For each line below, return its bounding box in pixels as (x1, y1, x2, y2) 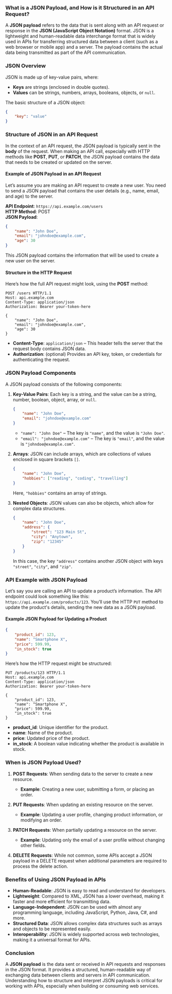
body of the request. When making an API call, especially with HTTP (5, 148, 150, 154)
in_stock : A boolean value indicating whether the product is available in (12, 741, 164, 747)
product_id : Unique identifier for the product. (12, 724, 109, 731)
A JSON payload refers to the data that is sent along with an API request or (5, 22, 164, 28)
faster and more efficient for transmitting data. (12, 898, 111, 905)
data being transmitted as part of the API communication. (5, 49, 127, 55)
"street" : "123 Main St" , (31, 529, 87, 535)
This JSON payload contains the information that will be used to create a (5, 252, 159, 258)
